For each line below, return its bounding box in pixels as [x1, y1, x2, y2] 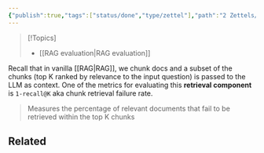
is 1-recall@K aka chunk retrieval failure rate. [8, 88, 153, 98]
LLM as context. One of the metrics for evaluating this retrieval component [8, 80, 252, 89]
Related [8, 135, 47, 148]
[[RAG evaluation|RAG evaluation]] [38, 48, 151, 57]
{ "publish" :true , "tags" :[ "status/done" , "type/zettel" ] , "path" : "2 [8, 11, 226, 20]
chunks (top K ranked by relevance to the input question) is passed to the [8, 71, 246, 81]
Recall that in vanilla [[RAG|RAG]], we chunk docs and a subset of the [8, 64, 233, 73]
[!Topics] [27, 33, 57, 42]
